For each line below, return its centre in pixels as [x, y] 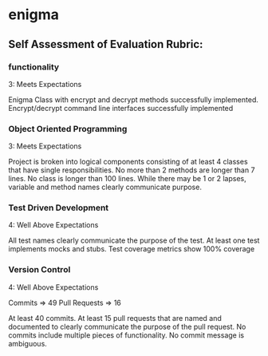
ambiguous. [28, 343]
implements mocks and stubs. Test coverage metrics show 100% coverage [132, 249]
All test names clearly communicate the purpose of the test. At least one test [134, 240]
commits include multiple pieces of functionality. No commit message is [126, 335]
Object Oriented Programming [68, 129]
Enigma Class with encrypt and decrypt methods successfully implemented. [134, 99]
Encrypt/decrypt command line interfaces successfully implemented [121, 108]
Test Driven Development [59, 208]
